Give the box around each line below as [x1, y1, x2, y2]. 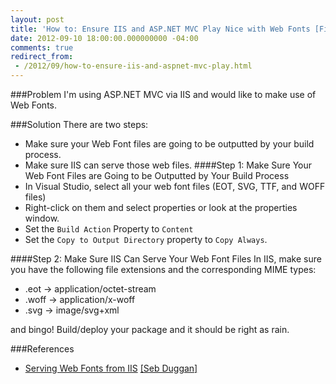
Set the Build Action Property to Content [24, 223, 194, 235]
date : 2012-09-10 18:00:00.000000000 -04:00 [10, 33, 199, 43]
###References [10, 343, 75, 355]
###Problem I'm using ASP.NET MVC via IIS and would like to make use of [10, 89, 317, 100]
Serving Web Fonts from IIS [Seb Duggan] [24, 362, 198, 374]
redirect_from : [10, 52, 74, 62]
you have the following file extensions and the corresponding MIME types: [10, 264, 317, 275]
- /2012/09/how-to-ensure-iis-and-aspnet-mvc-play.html [14, 61, 253, 71]
